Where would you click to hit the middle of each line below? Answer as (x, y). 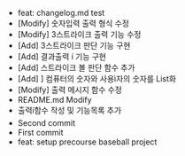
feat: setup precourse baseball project (87, 142)
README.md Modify (54, 100)
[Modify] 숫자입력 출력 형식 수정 (73, 23)
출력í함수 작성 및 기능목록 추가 (69, 110)
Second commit (46, 123)
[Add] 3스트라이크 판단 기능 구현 (74, 45)
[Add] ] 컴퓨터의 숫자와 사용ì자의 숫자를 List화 (97, 78)
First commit (40, 133)
